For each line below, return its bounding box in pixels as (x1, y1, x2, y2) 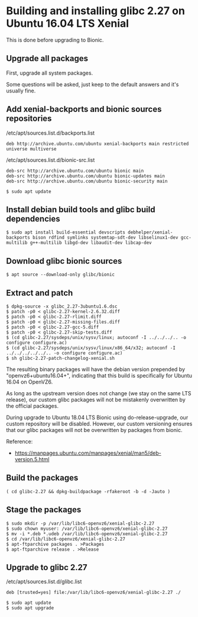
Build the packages (6, 473, 79, 483)
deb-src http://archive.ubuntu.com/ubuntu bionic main (6, 168, 144, 174)
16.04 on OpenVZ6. (6, 378, 53, 385)
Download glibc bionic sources (6, 256, 122, 266)
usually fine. (6, 87, 36, 94)
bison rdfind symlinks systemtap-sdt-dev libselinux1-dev (32, 235, 178, 241)
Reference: (6, 438, 33, 445)
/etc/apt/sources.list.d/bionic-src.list (6, 156, 95, 164)
